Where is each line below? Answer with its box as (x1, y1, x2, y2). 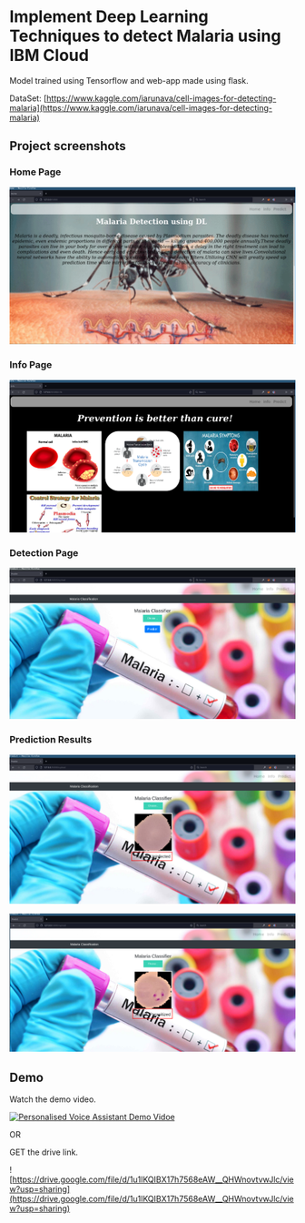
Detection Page (9, 546, 79, 559)
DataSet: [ (9, 93, 47, 104)
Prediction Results (9, 733, 93, 746)
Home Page (9, 166, 62, 178)
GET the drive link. (9, 1147, 79, 1157)
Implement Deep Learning (9, 6, 209, 27)
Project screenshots (9, 138, 127, 154)
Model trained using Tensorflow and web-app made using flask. (9, 75, 249, 86)
